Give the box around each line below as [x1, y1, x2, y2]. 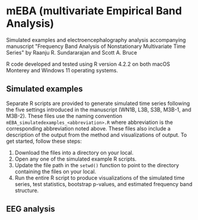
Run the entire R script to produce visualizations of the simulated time [14, 174, 185, 181]
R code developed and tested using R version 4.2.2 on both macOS [6, 60, 171, 68]
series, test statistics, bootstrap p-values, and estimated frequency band [14, 180, 193, 187]
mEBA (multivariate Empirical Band [6, 4, 182, 18]
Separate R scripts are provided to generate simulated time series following [6, 100, 190, 107]
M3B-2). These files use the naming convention [6, 112, 123, 119]
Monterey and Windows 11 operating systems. [6, 66, 119, 74]
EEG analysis [6, 204, 55, 214]
